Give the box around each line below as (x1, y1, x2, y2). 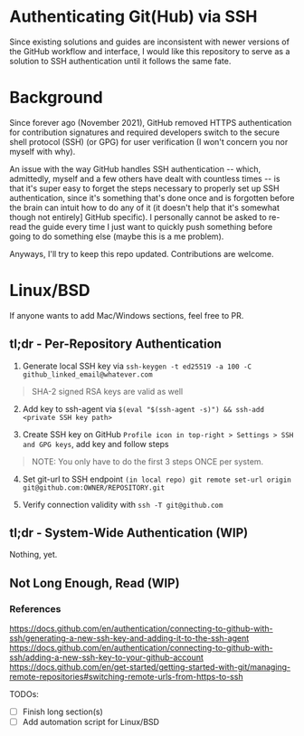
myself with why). (9, 146, 76, 157)
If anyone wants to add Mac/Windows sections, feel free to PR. (9, 310, 244, 320)
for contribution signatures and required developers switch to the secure (9, 127, 280, 138)
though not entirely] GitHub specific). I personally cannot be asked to (9, 211, 267, 223)
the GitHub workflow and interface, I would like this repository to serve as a (9, 45, 290, 56)
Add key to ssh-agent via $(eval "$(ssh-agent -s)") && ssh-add (22, 403, 265, 414)
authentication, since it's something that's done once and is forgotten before (9, 192, 295, 203)
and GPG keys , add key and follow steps (22, 438, 169, 449)
